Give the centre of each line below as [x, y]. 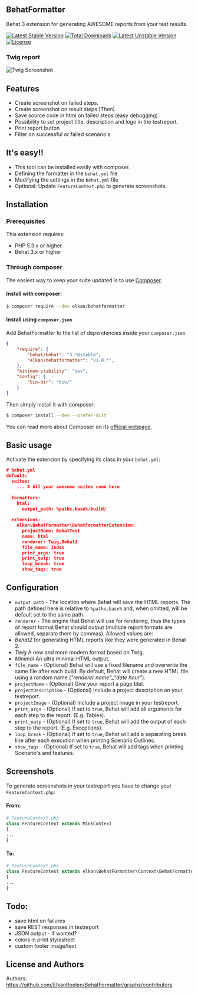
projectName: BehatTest [51, 531]
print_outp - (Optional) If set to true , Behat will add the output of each [100, 721]
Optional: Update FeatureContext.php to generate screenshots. [91, 186]
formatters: [26, 498]
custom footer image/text [45, 945]
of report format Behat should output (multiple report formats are [93, 627]
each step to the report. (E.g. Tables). [60, 715]
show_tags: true [42, 569]
